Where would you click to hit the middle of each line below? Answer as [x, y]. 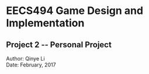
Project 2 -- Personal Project [59, 45]
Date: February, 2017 [31, 65]
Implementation [45, 23]
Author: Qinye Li [25, 59]
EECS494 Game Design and [75, 11]
